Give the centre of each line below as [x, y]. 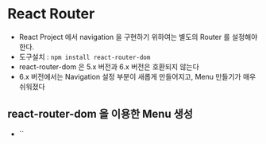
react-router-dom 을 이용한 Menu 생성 [100, 114]
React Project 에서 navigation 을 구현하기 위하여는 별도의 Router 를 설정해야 [138, 37]
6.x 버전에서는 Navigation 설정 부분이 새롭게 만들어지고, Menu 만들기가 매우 [137, 76]
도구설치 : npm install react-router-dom [85, 56]
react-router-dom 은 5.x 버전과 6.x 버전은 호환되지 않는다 [109, 66]
